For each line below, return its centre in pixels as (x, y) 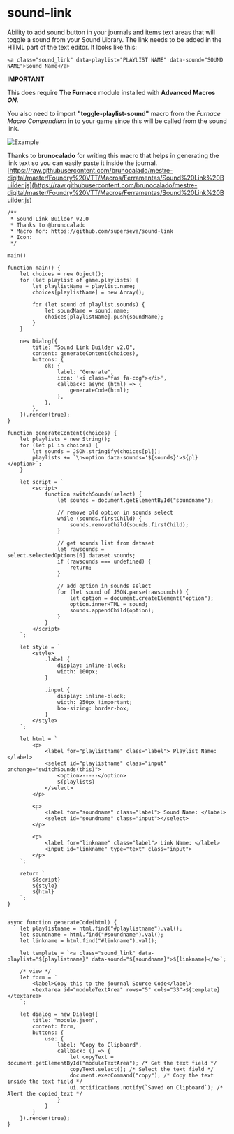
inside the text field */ (45, 1082)
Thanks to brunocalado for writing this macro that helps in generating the (113, 155)
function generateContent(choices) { (62, 433)
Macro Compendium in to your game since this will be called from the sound (117, 121)
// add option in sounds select (104, 586)
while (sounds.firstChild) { (99, 519)
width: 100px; (78, 672)
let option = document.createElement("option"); (142, 598)
